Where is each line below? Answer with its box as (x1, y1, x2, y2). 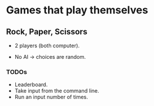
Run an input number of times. (14, 94, 88, 101)
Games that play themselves (6, 3, 149, 17)
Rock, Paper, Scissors (6, 27, 88, 37)
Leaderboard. (14, 81, 48, 88)
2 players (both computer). (14, 42, 80, 49)
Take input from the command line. (14, 87, 99, 94)
